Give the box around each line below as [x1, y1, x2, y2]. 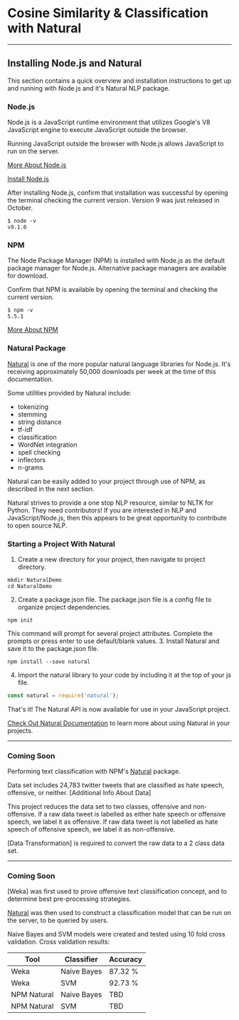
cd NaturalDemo [7, 582, 53, 590]
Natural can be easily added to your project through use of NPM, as [7, 477, 206, 485]
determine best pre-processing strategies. [7, 894, 132, 904]
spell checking [17, 448, 61, 456]
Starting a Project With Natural [7, 539, 116, 549]
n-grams [17, 463, 43, 472]
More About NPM [7, 325, 58, 334]
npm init [7, 616, 33, 624]
